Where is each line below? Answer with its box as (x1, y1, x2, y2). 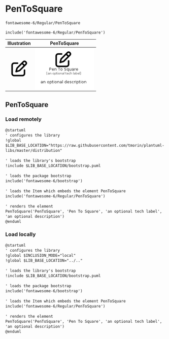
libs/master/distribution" (5, 148, 62, 153)
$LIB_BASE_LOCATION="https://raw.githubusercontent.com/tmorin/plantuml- (5, 143, 165, 148)
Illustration (7, 40, 31, 46)
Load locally (5, 230, 36, 238)
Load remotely (5, 115, 42, 122)
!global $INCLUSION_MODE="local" (5, 253, 76, 258)
